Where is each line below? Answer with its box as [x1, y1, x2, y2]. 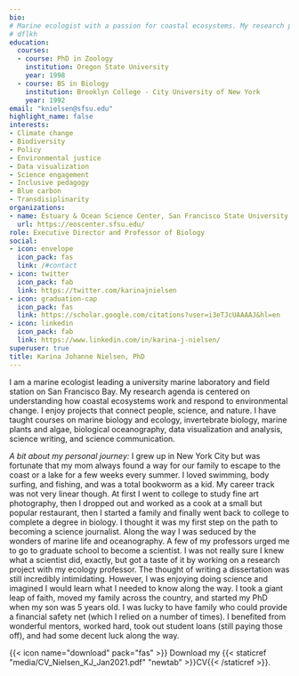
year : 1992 [25, 95, 66, 105]
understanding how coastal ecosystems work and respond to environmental [9, 395, 288, 406]
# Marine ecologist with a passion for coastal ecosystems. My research [9, 21, 285, 30]
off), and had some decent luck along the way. [9, 630, 180, 640]
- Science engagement [9, 170, 90, 179]
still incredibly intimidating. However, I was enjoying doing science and [9, 573, 269, 583]
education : [9, 37, 50, 47]
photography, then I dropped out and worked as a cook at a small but [9, 497, 263, 508]
